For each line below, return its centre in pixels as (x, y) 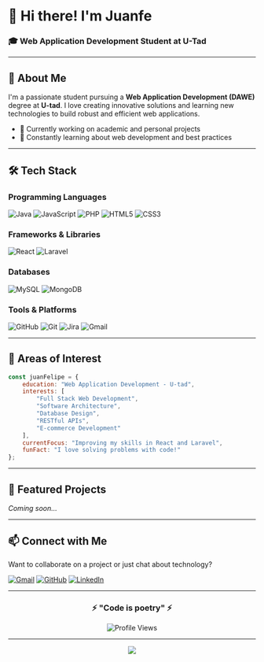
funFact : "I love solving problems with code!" (101, 450)
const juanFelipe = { (44, 377)
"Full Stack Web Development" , (88, 399)
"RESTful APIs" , (63, 420)
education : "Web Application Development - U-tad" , (108, 384)
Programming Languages (58, 197)
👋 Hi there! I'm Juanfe (80, 16)
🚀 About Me (37, 78)
